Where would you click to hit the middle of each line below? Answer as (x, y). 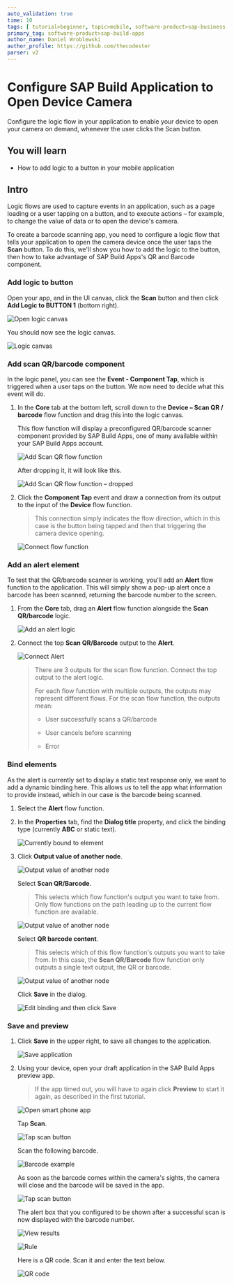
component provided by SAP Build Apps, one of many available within (117, 436)
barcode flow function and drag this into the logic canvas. (101, 415)
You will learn (37, 151)
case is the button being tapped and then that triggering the (120, 526)
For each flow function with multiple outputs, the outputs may (123, 691)
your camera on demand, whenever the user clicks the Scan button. (104, 129)
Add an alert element (44, 564)
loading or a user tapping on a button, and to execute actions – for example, (116, 214)
